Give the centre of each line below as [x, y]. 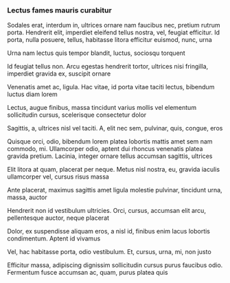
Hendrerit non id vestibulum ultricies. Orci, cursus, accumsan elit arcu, [106, 211]
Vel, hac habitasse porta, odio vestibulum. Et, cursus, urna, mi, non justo [109, 252]
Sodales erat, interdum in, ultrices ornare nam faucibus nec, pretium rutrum [114, 25]
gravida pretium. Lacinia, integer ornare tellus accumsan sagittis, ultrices [110, 156]
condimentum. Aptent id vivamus [54, 238]
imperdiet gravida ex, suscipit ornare [59, 73]
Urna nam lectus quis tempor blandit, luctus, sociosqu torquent [96, 53]
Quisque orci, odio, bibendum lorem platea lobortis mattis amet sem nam [110, 141]
